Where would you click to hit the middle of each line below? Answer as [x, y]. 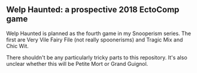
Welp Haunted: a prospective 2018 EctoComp [93, 10]
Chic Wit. [17, 46]
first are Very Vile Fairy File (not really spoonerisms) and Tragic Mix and [95, 39]
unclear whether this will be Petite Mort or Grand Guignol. [77, 64]
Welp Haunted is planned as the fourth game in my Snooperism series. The [99, 33]
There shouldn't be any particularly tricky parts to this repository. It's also [97, 57]
